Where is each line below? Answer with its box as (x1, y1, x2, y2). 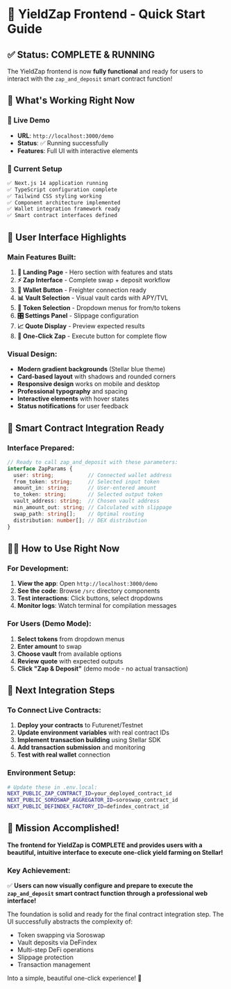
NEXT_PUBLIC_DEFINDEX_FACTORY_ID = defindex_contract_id (7, 803, 169, 810)
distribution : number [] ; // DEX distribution (13, 517, 148, 524)
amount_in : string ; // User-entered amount (13, 485, 157, 492)
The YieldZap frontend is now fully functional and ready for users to (7, 67, 203, 75)
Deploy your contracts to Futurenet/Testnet (17, 721, 144, 730)
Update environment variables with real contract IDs (17, 728, 170, 737)
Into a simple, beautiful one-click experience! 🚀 (7, 974, 142, 983)
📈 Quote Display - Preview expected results (17, 321, 146, 330)
